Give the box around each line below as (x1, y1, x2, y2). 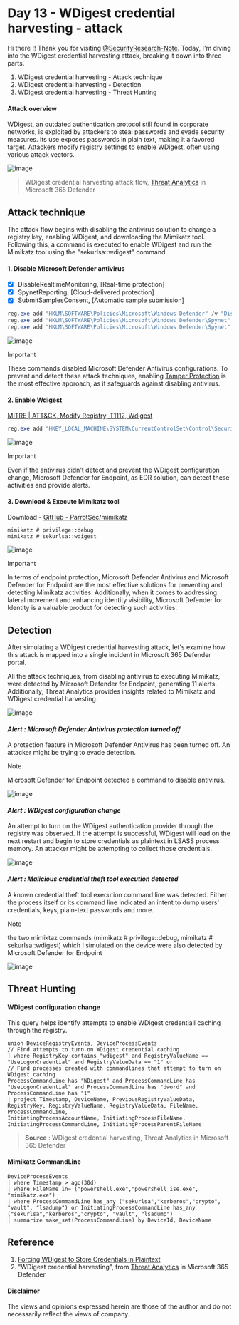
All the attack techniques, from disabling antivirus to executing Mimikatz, (7, 672, 221, 681)
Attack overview (7, 104, 58, 113)
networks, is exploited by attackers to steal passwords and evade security (7, 128, 225, 136)
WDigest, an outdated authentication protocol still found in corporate (7, 120, 208, 129)
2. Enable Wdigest (7, 396, 63, 404)
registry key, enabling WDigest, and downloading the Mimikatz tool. (7, 232, 206, 241)
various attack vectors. (7, 150, 75, 159)
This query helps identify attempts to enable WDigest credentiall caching (7, 1019, 221, 1027)
